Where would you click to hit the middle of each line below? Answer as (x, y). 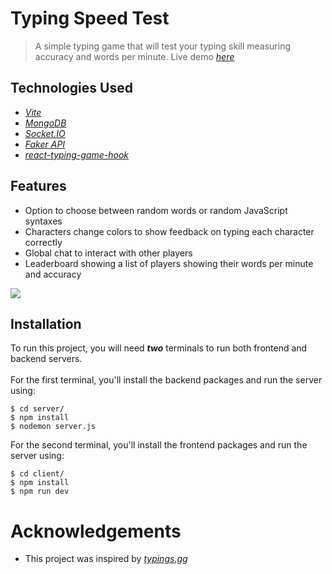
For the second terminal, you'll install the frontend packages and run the (159, 445)
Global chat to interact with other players (108, 253)
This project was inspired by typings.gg (106, 559)
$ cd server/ (37, 409)
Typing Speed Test (90, 18)
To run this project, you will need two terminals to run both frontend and (159, 348)
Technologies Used (71, 88)
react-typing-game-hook (77, 154)
